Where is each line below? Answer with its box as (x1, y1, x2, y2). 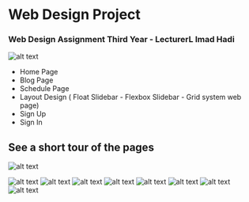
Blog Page (19, 75, 54, 85)
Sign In (19, 117, 43, 128)
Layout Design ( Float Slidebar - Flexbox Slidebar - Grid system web (19, 93, 242, 102)
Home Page (19, 67, 58, 77)
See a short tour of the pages (8, 140, 154, 154)
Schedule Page (19, 84, 70, 93)
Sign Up (19, 109, 46, 119)
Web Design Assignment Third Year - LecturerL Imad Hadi (8, 34, 235, 45)
